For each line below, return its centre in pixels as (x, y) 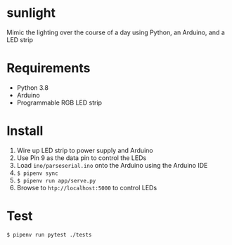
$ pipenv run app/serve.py (56, 180)
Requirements (49, 68)
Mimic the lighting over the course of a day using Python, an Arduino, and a (116, 32)
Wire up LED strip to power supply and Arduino (85, 150)
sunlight (31, 13)
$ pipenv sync (37, 173)
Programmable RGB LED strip (59, 102)
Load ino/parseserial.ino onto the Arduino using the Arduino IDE (112, 165)
